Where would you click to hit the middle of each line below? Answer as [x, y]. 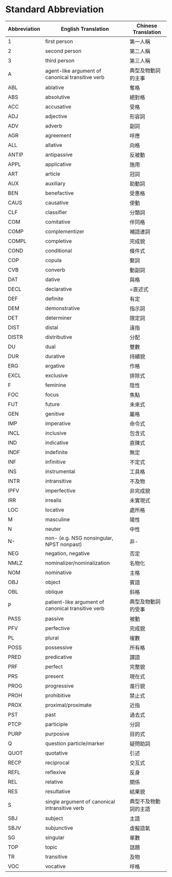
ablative [55, 87]
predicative [59, 657]
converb [55, 270]
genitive [55, 414]
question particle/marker [75, 743]
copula [53, 260]
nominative [59, 572]
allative [54, 145]
